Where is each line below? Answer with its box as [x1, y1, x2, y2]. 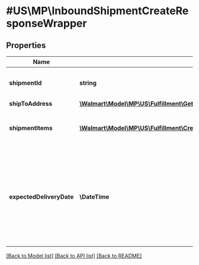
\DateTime [79, 193, 110, 201]
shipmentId [9, 79, 42, 87]
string [79, 79, 97, 87]
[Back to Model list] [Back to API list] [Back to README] [6, 253, 142, 259]
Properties [6, 40, 46, 50]
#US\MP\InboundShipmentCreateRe [6, 4, 189, 18]
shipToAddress [9, 99, 53, 108]
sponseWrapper [6, 17, 87, 30]
